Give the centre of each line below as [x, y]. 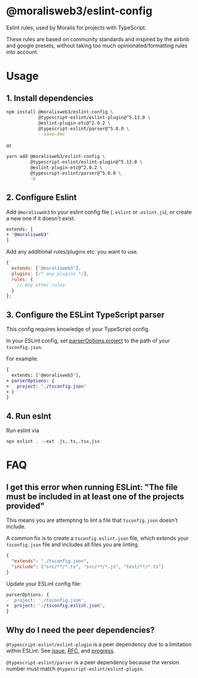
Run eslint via [23, 431]
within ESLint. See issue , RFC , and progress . [61, 650]
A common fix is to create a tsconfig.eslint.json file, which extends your [98, 538]
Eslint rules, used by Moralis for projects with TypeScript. [76, 28]
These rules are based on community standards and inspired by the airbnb [98, 39]
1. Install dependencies [50, 98]
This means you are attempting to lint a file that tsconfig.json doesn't [92, 520]
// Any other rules [41, 285]
